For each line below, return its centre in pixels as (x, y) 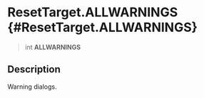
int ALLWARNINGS (52, 47)
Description (34, 69)
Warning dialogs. (32, 87)
